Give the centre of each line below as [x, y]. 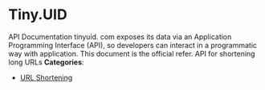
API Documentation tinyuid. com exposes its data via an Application [120, 37]
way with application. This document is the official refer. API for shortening [132, 53]
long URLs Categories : [46, 62]
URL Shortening [46, 77]
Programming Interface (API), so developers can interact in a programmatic [133, 45]
